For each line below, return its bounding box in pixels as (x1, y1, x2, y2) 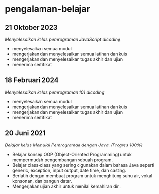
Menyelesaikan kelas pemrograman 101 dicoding (5, 89, 105, 95)
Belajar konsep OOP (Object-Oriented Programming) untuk (12, 151, 132, 157)
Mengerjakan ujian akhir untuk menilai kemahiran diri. (12, 183, 121, 189)
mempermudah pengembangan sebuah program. (12, 157, 113, 163)
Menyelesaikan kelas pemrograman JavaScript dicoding (5, 36, 120, 42)
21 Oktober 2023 (5, 23, 58, 32)
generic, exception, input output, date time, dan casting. (12, 167, 127, 173)
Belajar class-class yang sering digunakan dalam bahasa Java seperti (12, 162, 155, 168)
